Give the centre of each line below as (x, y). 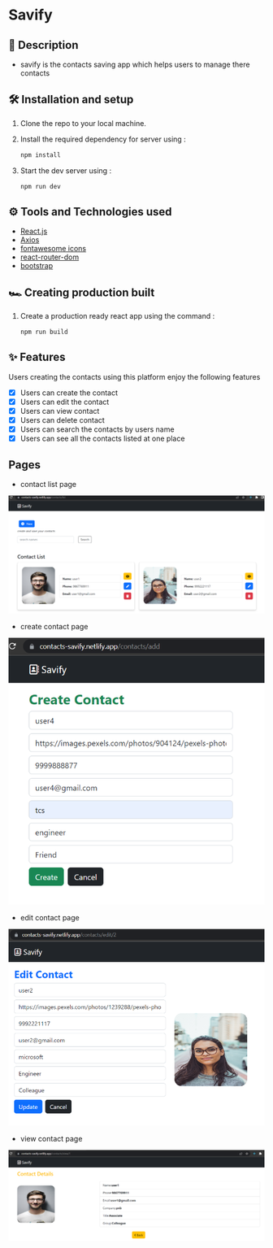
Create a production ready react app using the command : (117, 316)
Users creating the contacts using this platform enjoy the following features (134, 376)
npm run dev (40, 186)
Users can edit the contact (65, 402)
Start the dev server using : (66, 170)
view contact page (51, 1138)
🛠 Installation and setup (71, 100)
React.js (34, 231)
